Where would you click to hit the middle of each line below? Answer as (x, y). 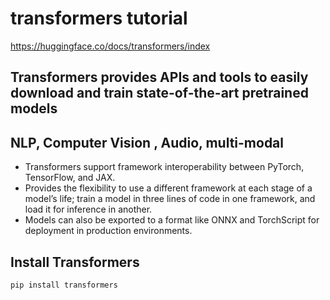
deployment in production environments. (108, 231)
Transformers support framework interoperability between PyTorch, (164, 167)
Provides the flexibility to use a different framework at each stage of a (168, 188)
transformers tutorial (99, 18)
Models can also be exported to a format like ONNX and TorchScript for (172, 220)
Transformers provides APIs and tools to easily (159, 77)
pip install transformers (64, 285)
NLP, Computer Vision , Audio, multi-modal (147, 142)
